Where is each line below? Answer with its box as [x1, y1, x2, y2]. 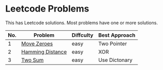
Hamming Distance [21, 48, 67, 55]
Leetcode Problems [5, 3, 89, 15]
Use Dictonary [98, 56, 133, 63]
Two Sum [21, 56, 44, 63]
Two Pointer [98, 40, 127, 47]
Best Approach [98, 31, 136, 38]
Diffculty [71, 31, 94, 38]
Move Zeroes [21, 40, 53, 47]
